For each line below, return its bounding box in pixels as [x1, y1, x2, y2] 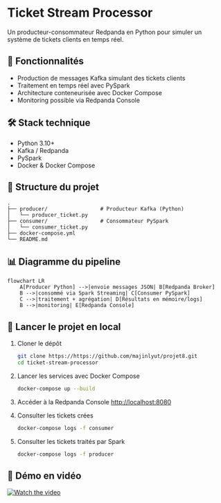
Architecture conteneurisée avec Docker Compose [17, 88, 163, 97]
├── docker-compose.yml [7, 230, 76, 237]
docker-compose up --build [17, 385, 96, 392]
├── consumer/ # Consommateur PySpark [7, 217, 169, 225]
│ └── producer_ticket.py [7, 212, 89, 219]
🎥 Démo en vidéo [7, 470, 82, 481]
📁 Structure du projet [7, 181, 99, 192]
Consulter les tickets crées [17, 411, 94, 420]
